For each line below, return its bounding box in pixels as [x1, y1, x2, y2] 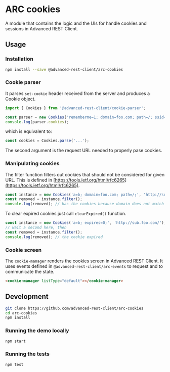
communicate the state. [5, 269, 55, 275]
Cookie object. [5, 96, 36, 102]
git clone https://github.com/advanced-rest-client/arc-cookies [5, 306, 144, 311]
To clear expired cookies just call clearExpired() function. [5, 211, 126, 217]
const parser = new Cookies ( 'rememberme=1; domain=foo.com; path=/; [5, 115, 153, 120]
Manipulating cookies [5, 160, 60, 167]
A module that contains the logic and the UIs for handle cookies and [5, 20, 147, 26]
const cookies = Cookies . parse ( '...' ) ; [5, 138, 90, 144]
